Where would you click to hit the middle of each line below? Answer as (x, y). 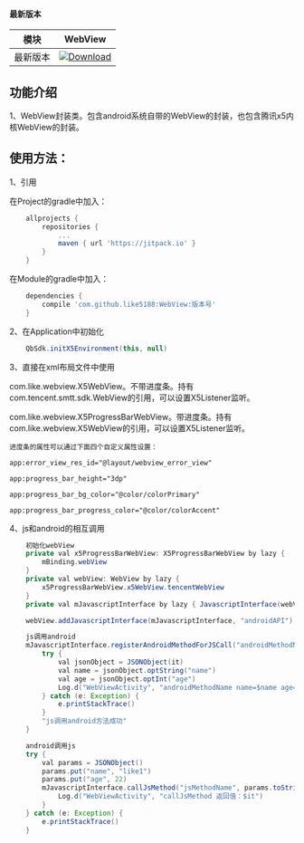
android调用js (51, 746)
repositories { (71, 226)
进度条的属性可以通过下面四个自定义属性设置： (84, 447)
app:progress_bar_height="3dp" (68, 479)
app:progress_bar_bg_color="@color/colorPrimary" (105, 494)
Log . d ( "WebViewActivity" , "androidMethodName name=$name (167, 687)
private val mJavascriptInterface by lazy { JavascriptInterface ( (153, 604)
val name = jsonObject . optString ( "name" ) (137, 670)
